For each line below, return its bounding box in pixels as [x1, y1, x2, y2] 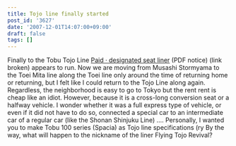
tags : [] [7, 37, 33, 44]
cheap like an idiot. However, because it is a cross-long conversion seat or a [7, 93, 230, 102]
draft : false [7, 30, 46, 37]
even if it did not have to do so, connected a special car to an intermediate [7, 109, 224, 117]
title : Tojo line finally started [7, 10, 110, 18]
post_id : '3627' [7, 17, 55, 24]
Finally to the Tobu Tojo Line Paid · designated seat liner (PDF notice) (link [7, 56, 223, 64]
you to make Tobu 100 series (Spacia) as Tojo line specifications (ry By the [7, 123, 225, 132]
